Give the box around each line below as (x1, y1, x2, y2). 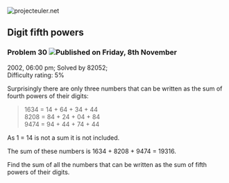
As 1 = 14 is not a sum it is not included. (7, 133, 120, 142)
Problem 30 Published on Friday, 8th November (7, 47, 177, 57)
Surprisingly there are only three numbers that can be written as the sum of (7, 84, 223, 93)
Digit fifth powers (7, 26, 85, 38)
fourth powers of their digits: (7, 91, 89, 100)
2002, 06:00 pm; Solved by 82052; (7, 63, 108, 72)
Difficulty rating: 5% (7, 70, 65, 79)
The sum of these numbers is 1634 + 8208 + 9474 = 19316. (7, 147, 177, 155)
